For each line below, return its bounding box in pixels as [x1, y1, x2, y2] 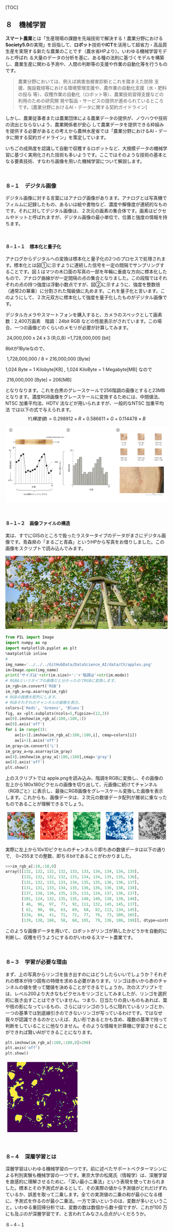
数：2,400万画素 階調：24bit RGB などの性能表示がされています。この [5, 318, 158, 324]
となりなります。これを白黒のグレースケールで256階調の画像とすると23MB [5, 387, 165, 393]
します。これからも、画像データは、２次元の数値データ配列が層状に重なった [5, 794, 167, 801]
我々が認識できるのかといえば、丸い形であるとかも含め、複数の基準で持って [5, 1016, 167, 1022]
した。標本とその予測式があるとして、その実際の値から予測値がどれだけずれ [5, 1185, 167, 1191]
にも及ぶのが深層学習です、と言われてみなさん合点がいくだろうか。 [5, 1211, 149, 1217]
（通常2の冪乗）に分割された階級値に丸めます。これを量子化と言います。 [5, 288, 161, 294]
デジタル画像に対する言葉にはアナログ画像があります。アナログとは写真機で [5, 195, 167, 201]
